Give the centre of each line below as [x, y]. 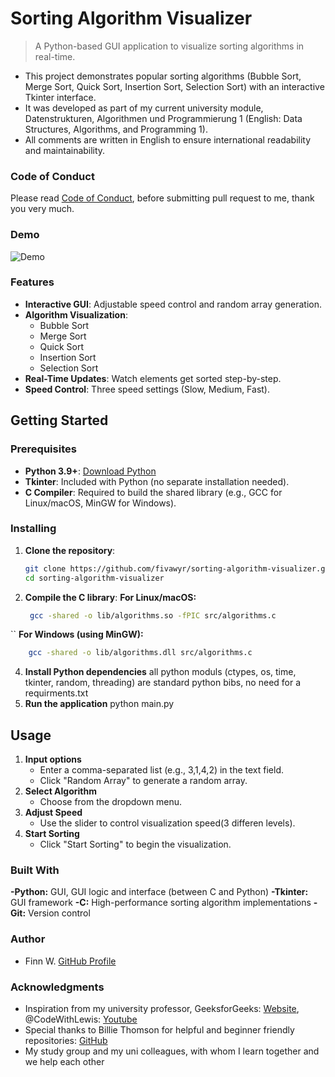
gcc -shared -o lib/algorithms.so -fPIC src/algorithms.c [153, 615]
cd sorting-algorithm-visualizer [94, 578]
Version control [59, 913]
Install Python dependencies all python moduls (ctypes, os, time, [160, 672]
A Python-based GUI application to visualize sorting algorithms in [169, 46]
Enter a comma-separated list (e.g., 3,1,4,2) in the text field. [161, 770]
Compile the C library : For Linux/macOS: [110, 597]
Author [28, 939]
